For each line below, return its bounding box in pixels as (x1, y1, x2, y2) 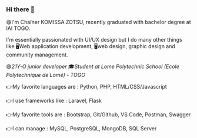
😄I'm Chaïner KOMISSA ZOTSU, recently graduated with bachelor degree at (6, 19, 191, 26)
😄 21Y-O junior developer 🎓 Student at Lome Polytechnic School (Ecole (6, 63, 179, 70)
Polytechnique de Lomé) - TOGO (6, 72, 86, 79)
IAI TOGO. (6, 25, 31, 32)
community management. (6, 51, 68, 58)
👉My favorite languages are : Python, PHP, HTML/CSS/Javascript (6, 83, 168, 90)
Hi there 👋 (6, 5, 35, 14)
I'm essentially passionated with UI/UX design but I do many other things (6, 36, 182, 43)
